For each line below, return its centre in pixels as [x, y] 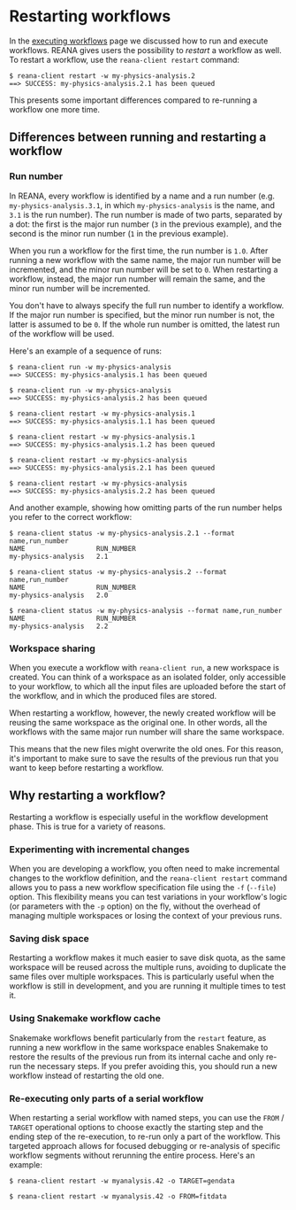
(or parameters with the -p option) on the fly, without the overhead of [135, 906]
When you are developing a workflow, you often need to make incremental [144, 869]
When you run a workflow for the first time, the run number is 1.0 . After [139, 251]
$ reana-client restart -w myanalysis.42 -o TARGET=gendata [122, 1181]
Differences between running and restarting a [138, 138]
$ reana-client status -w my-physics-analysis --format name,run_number [146, 610]
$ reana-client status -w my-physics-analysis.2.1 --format [122, 533]
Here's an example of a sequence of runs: [85, 351]
